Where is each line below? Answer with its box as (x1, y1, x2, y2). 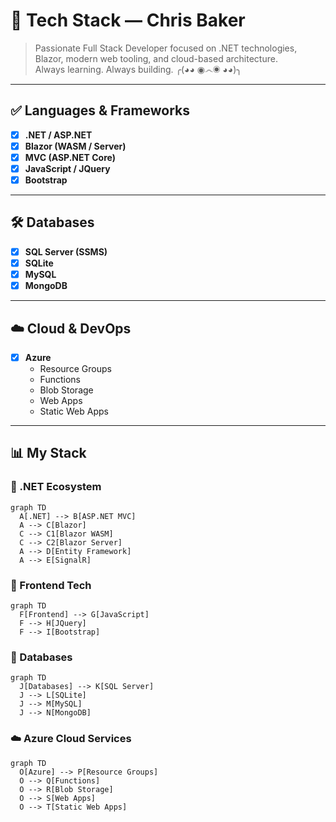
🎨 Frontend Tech (10, 578, 92, 592)
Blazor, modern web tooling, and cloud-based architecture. (34, 52, 278, 64)
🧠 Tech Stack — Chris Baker (10, 9, 246, 32)
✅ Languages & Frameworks (10, 102, 191, 119)
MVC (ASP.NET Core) (24, 151, 116, 163)
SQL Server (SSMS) (24, 245, 108, 258)
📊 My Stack (10, 445, 87, 462)
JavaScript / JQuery (24, 162, 111, 174)
